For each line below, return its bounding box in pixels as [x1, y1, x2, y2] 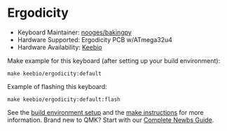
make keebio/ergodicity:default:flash [7, 96, 121, 103]
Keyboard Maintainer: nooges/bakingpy [17, 28, 132, 36]
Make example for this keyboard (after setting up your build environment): [7, 56, 221, 64]
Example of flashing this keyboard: [7, 82, 107, 90]
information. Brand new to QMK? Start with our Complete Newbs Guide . [7, 116, 214, 124]
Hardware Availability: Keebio [17, 43, 103, 51]
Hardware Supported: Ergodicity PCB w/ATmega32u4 [17, 35, 173, 43]
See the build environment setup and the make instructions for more [7, 108, 205, 116]
